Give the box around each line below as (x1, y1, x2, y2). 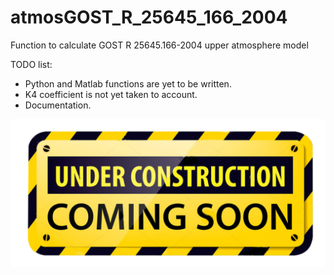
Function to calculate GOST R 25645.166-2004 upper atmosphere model (10, 39, 309, 51)
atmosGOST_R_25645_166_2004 (10, 6, 288, 29)
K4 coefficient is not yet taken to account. (24, 88, 198, 100)
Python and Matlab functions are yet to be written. (24, 77, 232, 90)
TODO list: (10, 58, 53, 70)
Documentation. (24, 99, 92, 111)
